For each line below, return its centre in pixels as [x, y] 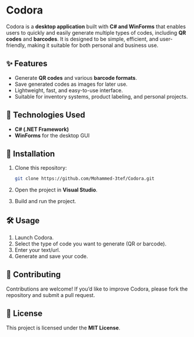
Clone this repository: [41, 168]
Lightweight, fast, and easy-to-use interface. [69, 90]
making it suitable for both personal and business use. [93, 45]
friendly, [16, 45]
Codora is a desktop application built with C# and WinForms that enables [96, 26]
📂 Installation [31, 154]
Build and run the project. [45, 201]
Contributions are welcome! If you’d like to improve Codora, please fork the [97, 289]
